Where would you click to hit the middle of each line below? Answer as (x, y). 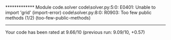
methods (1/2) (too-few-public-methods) (48, 18)
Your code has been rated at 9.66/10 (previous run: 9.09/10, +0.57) (75, 32)
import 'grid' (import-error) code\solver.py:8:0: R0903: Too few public (78, 12)
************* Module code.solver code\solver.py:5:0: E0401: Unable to (81, 7)
